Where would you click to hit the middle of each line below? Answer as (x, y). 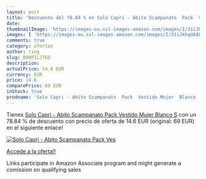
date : (13, 23)
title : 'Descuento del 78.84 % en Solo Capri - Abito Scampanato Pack (100, 18)
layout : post (23, 12)
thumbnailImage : (27, 29)
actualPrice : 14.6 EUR (35, 69)
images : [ (19, 35)
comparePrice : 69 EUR (34, 86)
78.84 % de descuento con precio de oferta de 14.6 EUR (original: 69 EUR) (101, 121)
